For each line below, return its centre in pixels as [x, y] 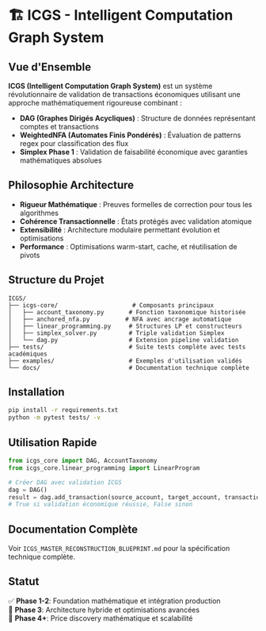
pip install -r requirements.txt [63, 410]
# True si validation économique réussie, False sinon [101, 505]
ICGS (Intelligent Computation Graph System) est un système [110, 86]
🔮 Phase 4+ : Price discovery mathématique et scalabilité [101, 618]
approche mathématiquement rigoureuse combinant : [95, 103]
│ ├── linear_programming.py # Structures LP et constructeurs [125, 326]
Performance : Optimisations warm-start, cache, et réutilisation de [128, 246]
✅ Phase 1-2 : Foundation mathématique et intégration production [114, 601]
